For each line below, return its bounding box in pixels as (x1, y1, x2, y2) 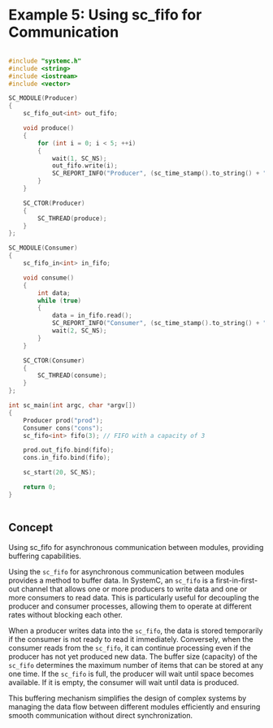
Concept (8, 521, 54, 535)
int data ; (37, 288, 71, 297)
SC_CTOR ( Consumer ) (23, 356, 85, 365)
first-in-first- (215, 575, 258, 585)
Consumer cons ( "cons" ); (23, 424, 104, 432)
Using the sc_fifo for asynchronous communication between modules (8, 566, 245, 576)
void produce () (23, 124, 75, 132)
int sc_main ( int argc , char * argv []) (8, 401, 136, 409)
